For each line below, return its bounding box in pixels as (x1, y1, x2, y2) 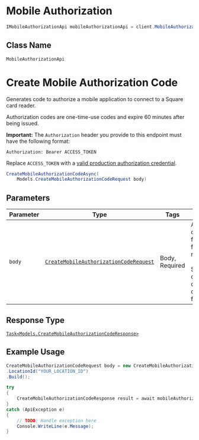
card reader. (6, 102, 36, 109)
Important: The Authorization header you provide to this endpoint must (6, 131, 182, 138)
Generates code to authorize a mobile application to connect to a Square (6, 95, 184, 102)
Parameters (6, 193, 50, 203)
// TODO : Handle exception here (17, 417, 97, 423)
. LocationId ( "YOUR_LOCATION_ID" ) (6, 368, 89, 374)
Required (159, 262, 185, 270)
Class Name (6, 40, 52, 51)
